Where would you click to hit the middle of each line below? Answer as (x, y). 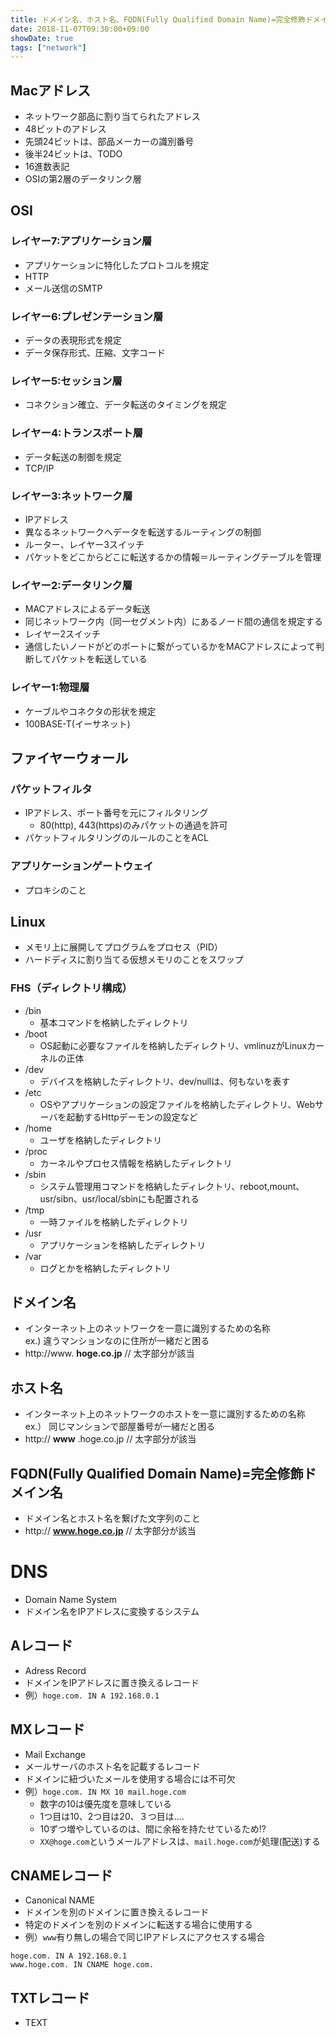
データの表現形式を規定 (73, 340)
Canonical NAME (59, 1900)
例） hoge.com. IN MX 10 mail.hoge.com (105, 1791)
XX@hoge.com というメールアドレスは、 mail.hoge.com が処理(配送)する (180, 1841)
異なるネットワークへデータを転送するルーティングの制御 (143, 532)
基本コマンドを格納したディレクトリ (114, 1022)
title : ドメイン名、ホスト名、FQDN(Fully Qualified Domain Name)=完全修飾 (158, 19)
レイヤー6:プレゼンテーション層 (87, 316)
